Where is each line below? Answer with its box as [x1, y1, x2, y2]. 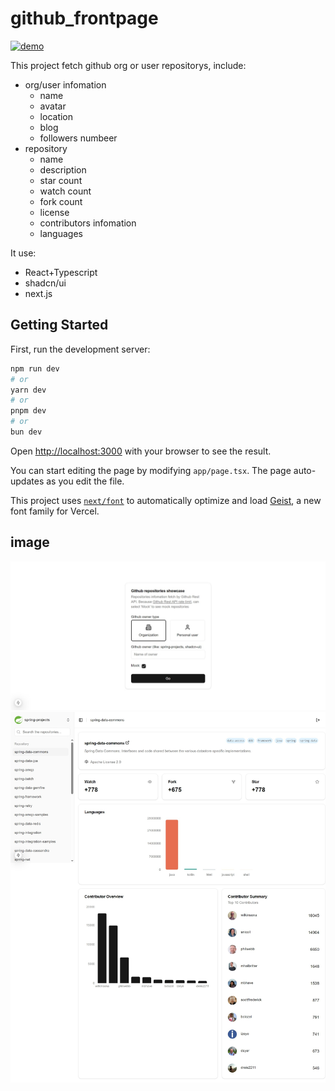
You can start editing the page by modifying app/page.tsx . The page [10, 464, 292, 476]
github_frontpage [10, 7, 159, 30]
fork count [39, 195, 83, 207]
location [39, 110, 74, 122]
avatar [39, 100, 67, 112]
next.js [24, 287, 53, 299]
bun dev [10, 427, 43, 437]
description [39, 163, 87, 176]
